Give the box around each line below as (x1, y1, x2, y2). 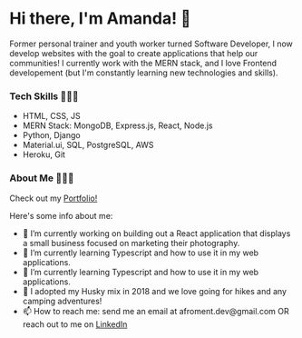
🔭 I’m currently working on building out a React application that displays (22, 227, 291, 239)
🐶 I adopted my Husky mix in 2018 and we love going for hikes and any (22, 285, 287, 296)
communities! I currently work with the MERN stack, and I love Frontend (9, 57, 278, 68)
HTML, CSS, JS (22, 111, 81, 122)
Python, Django (22, 130, 81, 141)
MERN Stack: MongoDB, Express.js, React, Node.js (22, 120, 213, 131)
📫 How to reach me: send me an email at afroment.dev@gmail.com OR (22, 305, 289, 316)
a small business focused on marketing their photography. (22, 237, 240, 248)
